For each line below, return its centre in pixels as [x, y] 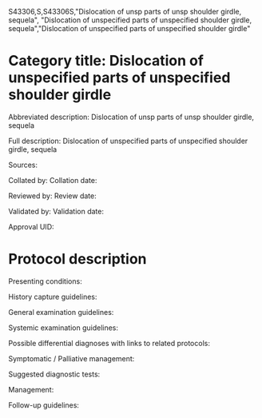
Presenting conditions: [45, 281]
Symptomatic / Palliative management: [71, 358]
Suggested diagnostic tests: [54, 374]
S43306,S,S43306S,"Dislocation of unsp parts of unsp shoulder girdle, [125, 12]
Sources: [23, 165]
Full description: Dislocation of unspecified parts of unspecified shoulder [128, 141]
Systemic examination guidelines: [63, 328]
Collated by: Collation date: [53, 180]
